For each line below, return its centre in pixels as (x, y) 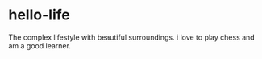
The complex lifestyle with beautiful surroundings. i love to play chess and (132, 37)
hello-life (39, 15)
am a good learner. (40, 45)
